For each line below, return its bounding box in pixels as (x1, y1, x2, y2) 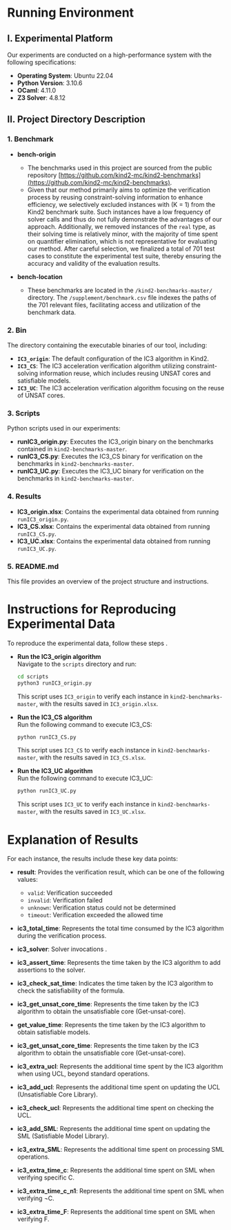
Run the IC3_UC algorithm (17, 767, 93, 775)
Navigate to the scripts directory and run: (17, 660, 137, 668)
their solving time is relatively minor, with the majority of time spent (27, 230, 219, 238)
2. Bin (7, 325, 27, 335)
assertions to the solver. (17, 966, 86, 974)
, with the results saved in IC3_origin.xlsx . (35, 699, 159, 707)
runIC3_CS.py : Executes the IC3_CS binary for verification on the (17, 452, 203, 461)
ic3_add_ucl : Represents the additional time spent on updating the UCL (17, 1083, 221, 1092)
